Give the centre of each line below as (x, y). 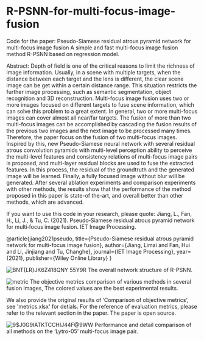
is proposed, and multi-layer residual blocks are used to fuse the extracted (100, 163)
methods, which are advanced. (45, 202)
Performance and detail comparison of (143, 325)
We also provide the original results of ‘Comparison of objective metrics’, (97, 300)
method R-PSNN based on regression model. (63, 54)
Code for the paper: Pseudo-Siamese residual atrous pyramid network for (99, 41)
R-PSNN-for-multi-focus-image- (91, 11)
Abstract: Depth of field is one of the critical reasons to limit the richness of (100, 66)
